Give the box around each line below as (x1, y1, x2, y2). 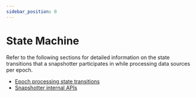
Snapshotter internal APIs (14, 84, 77, 91)
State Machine (6, 34, 80, 47)
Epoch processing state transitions (14, 77, 100, 85)
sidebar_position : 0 (6, 8, 58, 15)
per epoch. (6, 66, 33, 73)
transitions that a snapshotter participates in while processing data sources (6, 60, 191, 67)
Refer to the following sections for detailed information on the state (6, 54, 170, 61)
